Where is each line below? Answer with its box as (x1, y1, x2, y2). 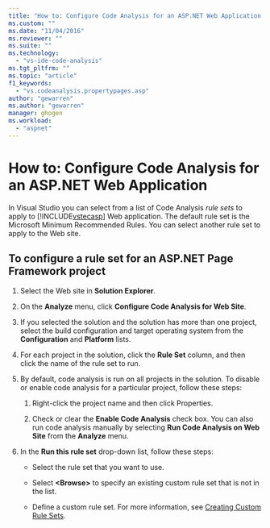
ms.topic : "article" (8, 72, 78, 80)
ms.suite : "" (8, 42, 52, 50)
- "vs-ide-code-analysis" (15, 57, 103, 65)
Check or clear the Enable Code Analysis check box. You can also (31, 414, 254, 423)
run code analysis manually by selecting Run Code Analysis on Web (31, 422, 260, 432)
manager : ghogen (8, 110, 63, 118)
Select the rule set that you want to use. (31, 462, 165, 472)
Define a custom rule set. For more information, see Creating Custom (31, 501, 262, 512)
